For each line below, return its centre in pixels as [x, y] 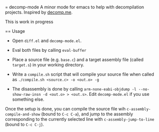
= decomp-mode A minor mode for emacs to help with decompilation [75, 7]
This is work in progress [29, 22]
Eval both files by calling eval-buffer [49, 50]
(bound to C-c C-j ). [25, 124]
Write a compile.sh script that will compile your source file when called [83, 74]
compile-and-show [23, 114]
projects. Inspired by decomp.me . [39, 12]
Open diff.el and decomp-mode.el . [47, 41]
